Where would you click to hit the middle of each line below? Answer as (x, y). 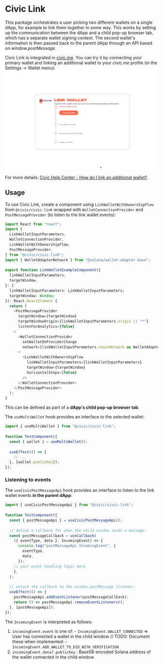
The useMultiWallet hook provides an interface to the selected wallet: (75, 417)
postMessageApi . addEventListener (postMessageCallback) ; (72, 597)
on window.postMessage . (31, 48)
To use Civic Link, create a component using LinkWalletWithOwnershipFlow (79, 204)
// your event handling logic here (50, 566)
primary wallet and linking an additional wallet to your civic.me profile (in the (81, 63)
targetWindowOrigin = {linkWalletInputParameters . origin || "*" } (83, 321)
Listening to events (28, 480)
